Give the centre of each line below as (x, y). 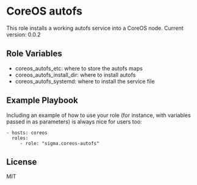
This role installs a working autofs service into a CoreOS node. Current (95, 28)
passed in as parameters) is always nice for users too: (74, 121)
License (22, 162)
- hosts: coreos (27, 133)
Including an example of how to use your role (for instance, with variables (99, 115)
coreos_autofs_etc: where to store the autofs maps (79, 68)
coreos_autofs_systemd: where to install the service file (85, 81)
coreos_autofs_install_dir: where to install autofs (75, 75)
